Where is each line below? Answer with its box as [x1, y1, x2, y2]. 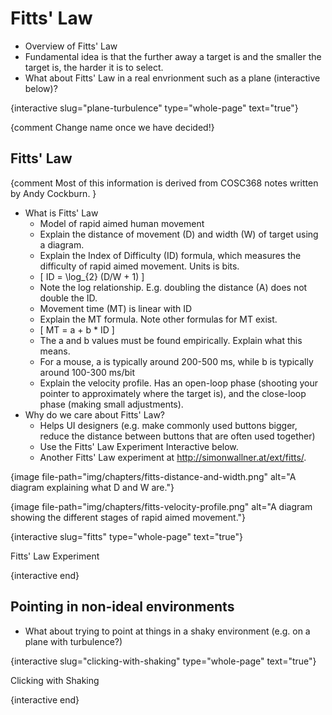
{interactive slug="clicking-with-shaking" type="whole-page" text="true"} [10, 655, 317, 667]
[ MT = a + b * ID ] [39, 323, 115, 336]
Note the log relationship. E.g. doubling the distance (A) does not [39, 281, 308, 293]
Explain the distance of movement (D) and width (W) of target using [39, 228, 319, 240]
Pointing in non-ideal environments [10, 598, 235, 616]
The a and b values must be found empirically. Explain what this [39, 334, 303, 346]
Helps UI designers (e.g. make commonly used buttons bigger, [39, 419, 298, 431]
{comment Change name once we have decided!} [10, 121, 215, 133]
